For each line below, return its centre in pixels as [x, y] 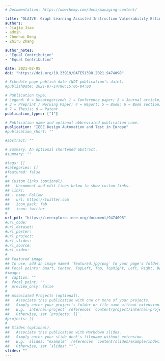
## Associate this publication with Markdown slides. [63, 332]
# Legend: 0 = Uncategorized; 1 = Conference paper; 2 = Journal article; [83, 100]
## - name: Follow [24, 195]
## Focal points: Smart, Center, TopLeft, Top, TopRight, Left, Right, [80, 268]
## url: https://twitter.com [37, 199]
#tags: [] [15, 163]
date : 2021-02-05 [23, 68]
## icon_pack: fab [26, 204]
